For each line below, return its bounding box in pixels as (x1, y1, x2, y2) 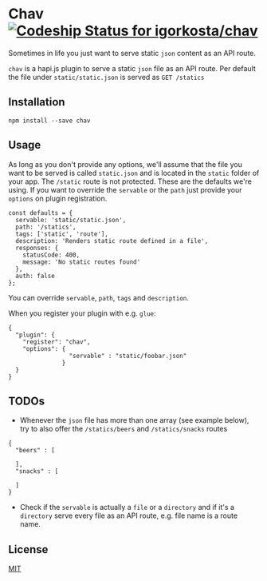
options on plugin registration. (8, 193, 108, 203)
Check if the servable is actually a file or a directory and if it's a (19, 503, 235, 512)
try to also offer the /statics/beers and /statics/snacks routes (19, 424, 228, 434)
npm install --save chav (8, 117, 91, 125)
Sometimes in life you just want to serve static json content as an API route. (8, 48, 257, 58)
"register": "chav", (22, 337, 91, 346)
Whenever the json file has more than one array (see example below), (19, 416, 249, 425)
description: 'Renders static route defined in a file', (15, 237, 209, 245)
